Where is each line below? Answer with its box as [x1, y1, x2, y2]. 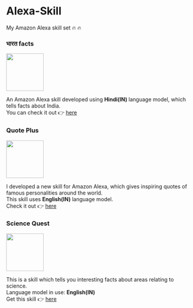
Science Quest [6, 219, 50, 228]
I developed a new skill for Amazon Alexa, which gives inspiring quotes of [6, 183, 187, 190]
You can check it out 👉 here [6, 109, 78, 116]
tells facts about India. [6, 102, 61, 109]
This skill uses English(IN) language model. [6, 195, 114, 202]
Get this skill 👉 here [6, 295, 57, 303]
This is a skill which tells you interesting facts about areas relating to [6, 276, 174, 283]
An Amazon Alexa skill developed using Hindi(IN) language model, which [6, 96, 186, 103]
